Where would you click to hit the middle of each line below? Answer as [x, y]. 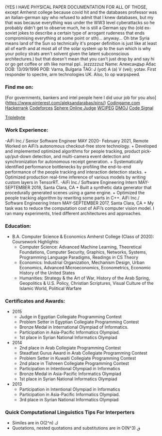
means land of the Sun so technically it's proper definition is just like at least [81, 43]
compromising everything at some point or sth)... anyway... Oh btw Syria [77, 38]
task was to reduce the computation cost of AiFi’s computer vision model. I [80, 208]
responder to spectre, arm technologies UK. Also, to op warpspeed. [73, 74]
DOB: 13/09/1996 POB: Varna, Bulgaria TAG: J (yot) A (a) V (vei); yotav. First [81, 69]
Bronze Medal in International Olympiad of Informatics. [74, 327]
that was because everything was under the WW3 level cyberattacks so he [80, 22]
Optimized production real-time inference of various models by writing [75, 177]
